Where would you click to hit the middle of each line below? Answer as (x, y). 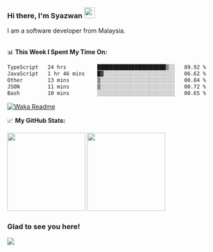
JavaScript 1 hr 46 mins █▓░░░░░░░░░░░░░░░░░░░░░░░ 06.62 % (107, 74)
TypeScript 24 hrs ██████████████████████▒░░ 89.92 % (107, 67)
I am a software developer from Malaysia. (67, 31)
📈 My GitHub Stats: (36, 120)
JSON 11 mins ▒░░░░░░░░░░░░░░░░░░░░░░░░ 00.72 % (107, 87)
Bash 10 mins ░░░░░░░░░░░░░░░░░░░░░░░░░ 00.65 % (107, 93)
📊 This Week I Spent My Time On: (57, 52)
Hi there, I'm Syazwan (45, 15)
